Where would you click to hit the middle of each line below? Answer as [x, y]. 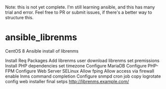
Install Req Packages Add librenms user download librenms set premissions [82, 60]
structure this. [19, 17]
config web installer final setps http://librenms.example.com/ [67, 81]
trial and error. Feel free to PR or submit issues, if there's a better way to [79, 12]
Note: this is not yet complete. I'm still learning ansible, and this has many [80, 7]
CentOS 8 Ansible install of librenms [42, 51]
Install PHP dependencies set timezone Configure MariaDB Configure [76, 65]
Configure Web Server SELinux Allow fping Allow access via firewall [85, 71]
